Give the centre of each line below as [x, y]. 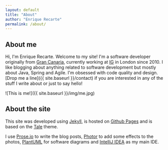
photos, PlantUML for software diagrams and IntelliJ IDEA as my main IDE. [82, 141]
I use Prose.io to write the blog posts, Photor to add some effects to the [79, 136]
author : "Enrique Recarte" [34, 19]
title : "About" [21, 15]
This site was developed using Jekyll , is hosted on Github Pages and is [79, 121]
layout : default [22, 10]
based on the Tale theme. [32, 126]
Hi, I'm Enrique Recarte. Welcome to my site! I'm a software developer [78, 57]
